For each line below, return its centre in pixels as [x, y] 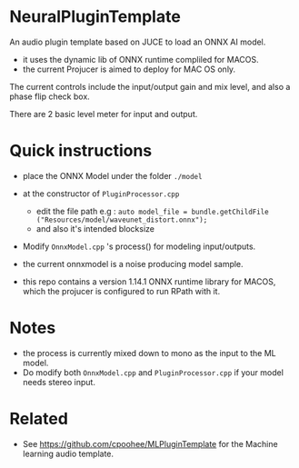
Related [39, 419]
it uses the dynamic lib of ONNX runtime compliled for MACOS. [140, 59]
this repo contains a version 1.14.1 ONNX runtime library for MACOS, [149, 281]
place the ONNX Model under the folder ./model [112, 175]
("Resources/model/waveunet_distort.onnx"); [122, 220]
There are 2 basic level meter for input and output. [104, 114]
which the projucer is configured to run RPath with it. [121, 291]
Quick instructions [81, 151]
